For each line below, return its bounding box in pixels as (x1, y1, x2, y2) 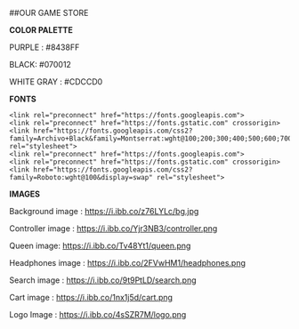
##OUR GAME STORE (9, 8, 89, 18)
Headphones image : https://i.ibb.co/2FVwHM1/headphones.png (9, 258, 246, 268)
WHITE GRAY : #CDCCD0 (9, 76, 103, 87)
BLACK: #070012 (9, 60, 71, 69)
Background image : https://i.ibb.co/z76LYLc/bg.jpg (9, 206, 199, 216)
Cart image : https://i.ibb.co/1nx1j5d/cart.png (9, 293, 174, 302)
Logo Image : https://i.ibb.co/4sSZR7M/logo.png (9, 309, 187, 319)
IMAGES (9, 189, 41, 199)
